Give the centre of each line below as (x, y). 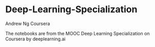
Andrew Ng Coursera (28, 24)
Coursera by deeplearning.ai (35, 39)
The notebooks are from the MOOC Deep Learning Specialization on (77, 33)
